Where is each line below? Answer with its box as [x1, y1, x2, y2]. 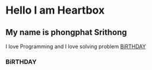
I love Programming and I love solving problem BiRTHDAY [5, 43, 146, 50]
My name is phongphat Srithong [5, 27, 127, 37]
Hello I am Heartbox [5, 4, 105, 17]
